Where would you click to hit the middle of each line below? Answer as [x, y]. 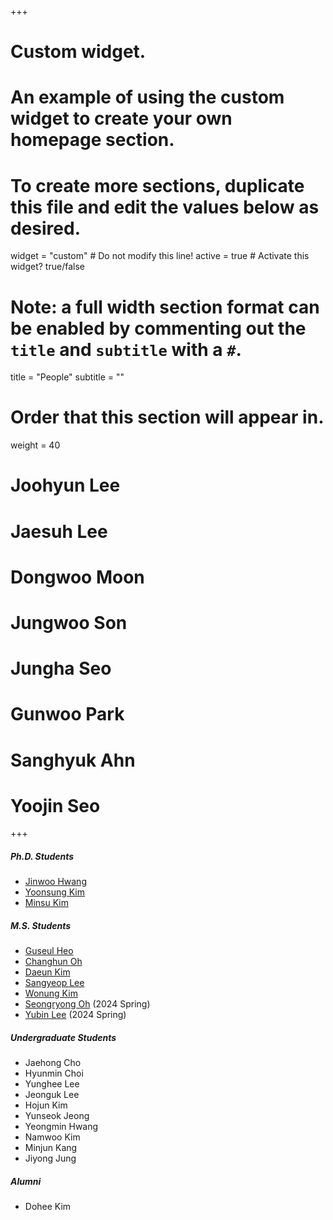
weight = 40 [35, 445]
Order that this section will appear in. [167, 417]
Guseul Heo [49, 951]
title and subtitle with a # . [126, 349]
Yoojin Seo [55, 805]
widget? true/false [47, 267]
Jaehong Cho [53, 1063]
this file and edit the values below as [165, 207]
